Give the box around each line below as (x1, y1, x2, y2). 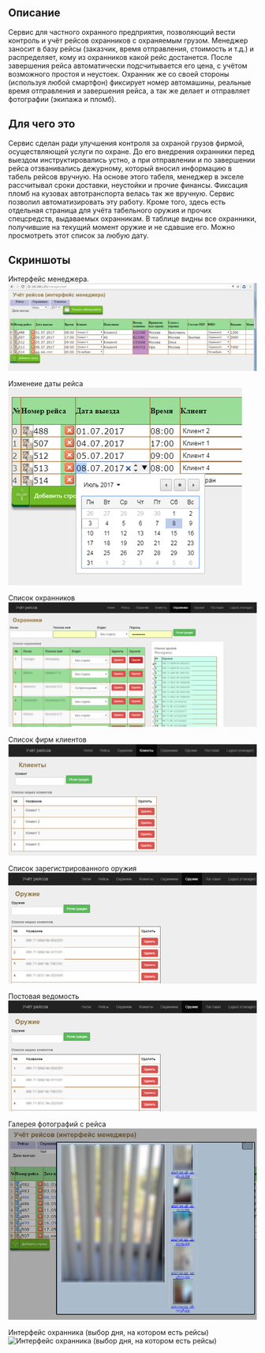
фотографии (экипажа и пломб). (8, 94, 117, 103)
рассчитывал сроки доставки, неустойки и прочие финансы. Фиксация (8, 180, 248, 190)
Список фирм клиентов (8, 735, 87, 744)
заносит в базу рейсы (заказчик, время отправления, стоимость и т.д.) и (8, 43, 255, 54)
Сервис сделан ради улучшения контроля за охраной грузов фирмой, (8, 138, 244, 148)
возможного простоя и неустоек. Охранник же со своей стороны (8, 69, 230, 78)
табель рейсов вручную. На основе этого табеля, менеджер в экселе (8, 171, 244, 181)
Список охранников (8, 592, 76, 603)
